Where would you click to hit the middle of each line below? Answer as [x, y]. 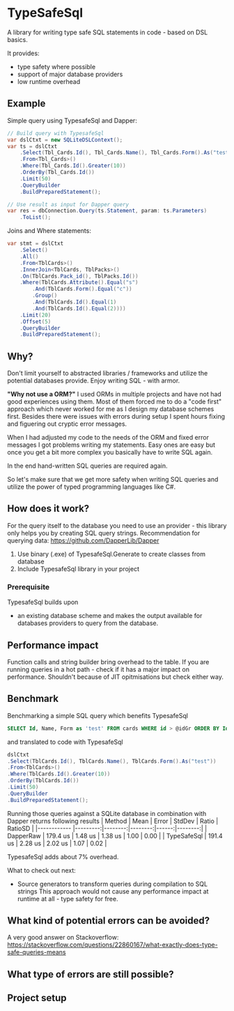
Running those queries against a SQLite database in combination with [107, 813]
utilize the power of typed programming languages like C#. [92, 487]
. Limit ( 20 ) [36, 315]
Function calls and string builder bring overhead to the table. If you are [108, 661]
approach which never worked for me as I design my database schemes [111, 409]
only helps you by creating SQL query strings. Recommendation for [104, 533]
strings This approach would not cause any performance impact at [113, 891]
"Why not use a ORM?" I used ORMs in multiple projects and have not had [114, 394]
